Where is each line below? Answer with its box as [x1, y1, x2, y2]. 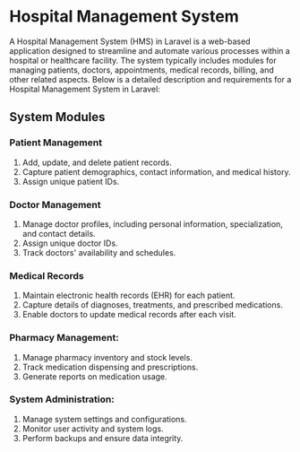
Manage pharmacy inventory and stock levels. [21, 352, 193, 362]
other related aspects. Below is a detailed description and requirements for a [9, 74, 292, 84]
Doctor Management [9, 198, 101, 211]
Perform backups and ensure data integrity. [21, 432, 184, 443]
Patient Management [9, 136, 103, 149]
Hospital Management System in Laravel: [9, 83, 161, 94]
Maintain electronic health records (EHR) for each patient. [21, 290, 236, 301]
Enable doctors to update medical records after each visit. [21, 309, 237, 320]
